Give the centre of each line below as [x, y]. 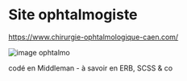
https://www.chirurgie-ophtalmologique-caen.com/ [93, 37]
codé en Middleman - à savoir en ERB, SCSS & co [91, 68]
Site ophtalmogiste [73, 15]
